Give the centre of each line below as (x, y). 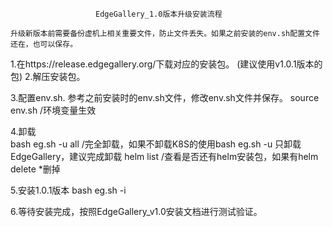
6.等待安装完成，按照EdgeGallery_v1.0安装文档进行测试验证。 (136, 211)
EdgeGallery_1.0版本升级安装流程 (159, 14)
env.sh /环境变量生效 (53, 110)
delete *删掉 (35, 169)
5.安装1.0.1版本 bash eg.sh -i (68, 190)
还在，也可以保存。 (44, 44)
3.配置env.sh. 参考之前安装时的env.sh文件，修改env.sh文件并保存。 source (165, 97)
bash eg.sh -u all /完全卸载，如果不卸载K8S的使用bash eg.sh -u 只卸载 (156, 144)
